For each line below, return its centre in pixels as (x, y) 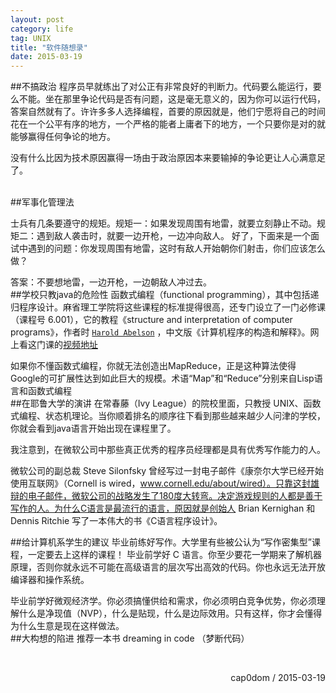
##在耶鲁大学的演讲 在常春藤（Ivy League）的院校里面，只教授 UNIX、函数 (166, 403)
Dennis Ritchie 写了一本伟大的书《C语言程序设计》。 (116, 521)
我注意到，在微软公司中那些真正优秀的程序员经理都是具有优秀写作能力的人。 (168, 450)
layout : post (37, 19)
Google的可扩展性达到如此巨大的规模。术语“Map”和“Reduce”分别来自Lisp (162, 378)
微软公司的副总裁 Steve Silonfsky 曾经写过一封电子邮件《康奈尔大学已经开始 (167, 471)
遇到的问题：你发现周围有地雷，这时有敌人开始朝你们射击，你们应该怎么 (176, 248)
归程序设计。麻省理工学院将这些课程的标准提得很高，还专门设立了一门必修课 (168, 307)
